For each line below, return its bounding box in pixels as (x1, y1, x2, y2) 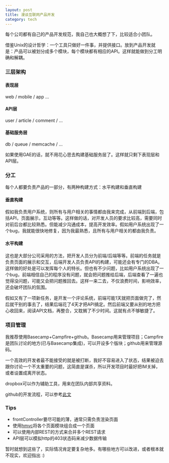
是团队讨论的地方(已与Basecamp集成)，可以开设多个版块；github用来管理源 (5, 340, 162, 346)
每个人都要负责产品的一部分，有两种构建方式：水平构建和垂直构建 (5, 184, 142, 190)
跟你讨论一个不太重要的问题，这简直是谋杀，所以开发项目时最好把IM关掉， (5, 363, 160, 369)
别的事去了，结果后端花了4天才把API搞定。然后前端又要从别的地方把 (18, 301, 161, 307)
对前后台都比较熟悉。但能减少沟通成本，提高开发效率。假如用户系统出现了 (5, 221, 159, 227)
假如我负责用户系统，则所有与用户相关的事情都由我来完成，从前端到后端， (5, 209, 159, 215)
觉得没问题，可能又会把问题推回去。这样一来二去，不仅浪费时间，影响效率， (5, 277, 164, 284)
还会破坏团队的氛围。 (5, 284, 49, 290)
